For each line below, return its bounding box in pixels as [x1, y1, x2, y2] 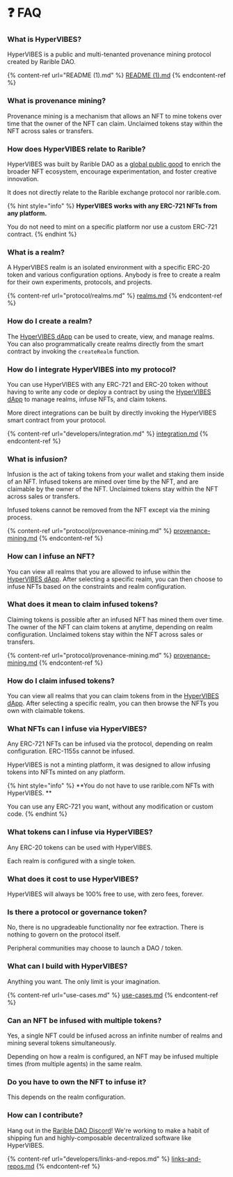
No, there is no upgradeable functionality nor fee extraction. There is [7, 923, 204, 932]
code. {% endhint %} [7, 810, 67, 818]
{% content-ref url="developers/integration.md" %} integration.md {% [7, 429, 209, 438]
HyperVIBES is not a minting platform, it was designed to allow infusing [7, 760, 211, 769]
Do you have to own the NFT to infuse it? [7, 1077, 147, 1086]
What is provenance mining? [7, 96, 106, 106]
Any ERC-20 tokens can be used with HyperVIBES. [7, 843, 153, 852]
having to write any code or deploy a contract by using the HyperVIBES [7, 387, 211, 396]
